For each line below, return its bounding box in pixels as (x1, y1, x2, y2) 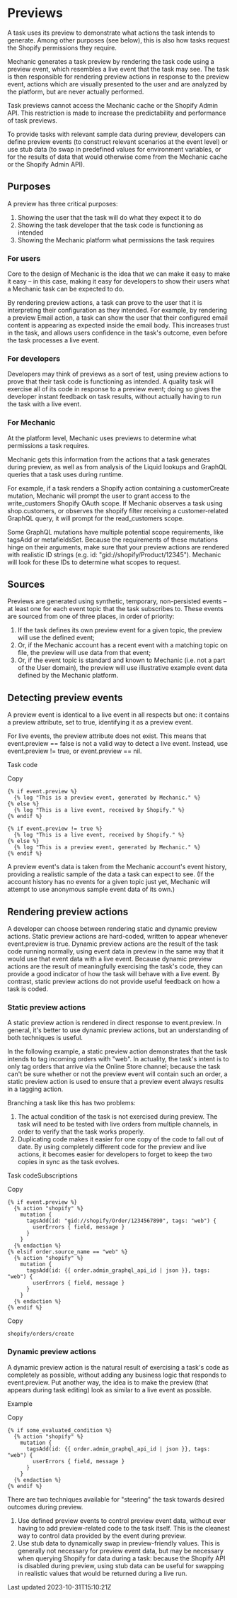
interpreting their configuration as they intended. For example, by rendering (7, 306, 228, 315)
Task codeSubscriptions (7, 1171, 78, 1180)
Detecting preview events (7, 691, 123, 703)
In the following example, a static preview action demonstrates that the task (7, 1047, 228, 1056)
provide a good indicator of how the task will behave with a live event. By (7, 970, 221, 978)
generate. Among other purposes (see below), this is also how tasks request (7, 35, 230, 44)
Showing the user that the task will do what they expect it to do (17, 213, 202, 221)
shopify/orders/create (7, 1331, 74, 1338)
